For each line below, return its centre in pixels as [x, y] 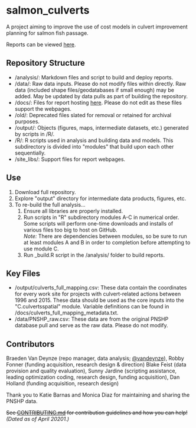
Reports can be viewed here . [41, 44]
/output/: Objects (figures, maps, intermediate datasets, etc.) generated [102, 127]
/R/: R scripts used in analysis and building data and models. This [94, 140]
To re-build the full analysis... [50, 204]
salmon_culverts [48, 10]
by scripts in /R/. [35, 134]
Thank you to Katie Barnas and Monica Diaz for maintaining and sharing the [98, 395]
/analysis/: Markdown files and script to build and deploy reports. [94, 77]
